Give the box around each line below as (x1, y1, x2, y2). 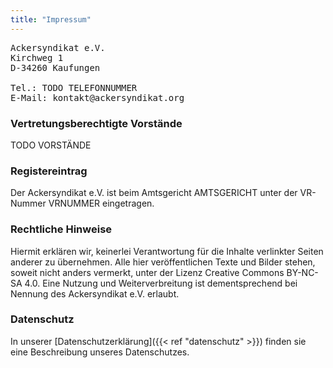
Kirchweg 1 (10, 52, 64, 63)
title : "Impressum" (10, 14, 92, 25)
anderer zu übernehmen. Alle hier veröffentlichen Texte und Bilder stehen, (10, 256, 316, 268)
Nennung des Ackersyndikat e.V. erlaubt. (10, 287, 180, 300)
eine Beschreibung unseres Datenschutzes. (10, 346, 190, 358)
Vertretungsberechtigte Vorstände (10, 116, 183, 130)
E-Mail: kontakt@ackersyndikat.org (10, 92, 185, 103)
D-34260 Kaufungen (10, 62, 101, 73)
